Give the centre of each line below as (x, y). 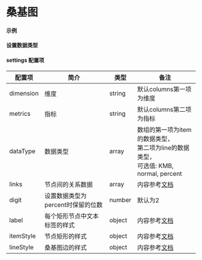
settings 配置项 (25, 60)
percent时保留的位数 (73, 205)
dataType (23, 151)
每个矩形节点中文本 (72, 216)
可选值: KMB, (156, 166)
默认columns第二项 (164, 109)
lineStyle (22, 247)
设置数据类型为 (66, 196)
